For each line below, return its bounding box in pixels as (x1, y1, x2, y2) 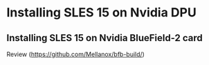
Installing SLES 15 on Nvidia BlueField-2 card (6, 32, 203, 44)
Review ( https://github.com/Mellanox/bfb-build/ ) (6, 50, 145, 58)
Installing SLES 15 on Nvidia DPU (6, 5, 197, 21)
